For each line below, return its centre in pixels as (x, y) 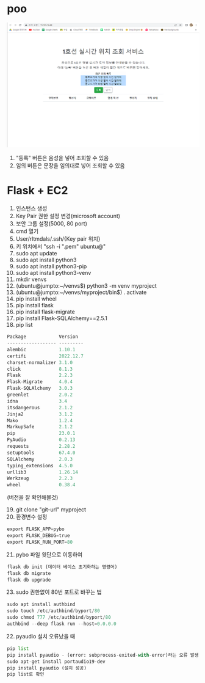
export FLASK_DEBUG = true (38, 536)
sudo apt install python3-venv (53, 273)
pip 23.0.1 (41, 433)
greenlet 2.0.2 (40, 395)
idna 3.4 (37, 401)
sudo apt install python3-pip (51, 266)
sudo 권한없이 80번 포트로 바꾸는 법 (59, 592)
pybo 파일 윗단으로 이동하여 (49, 554)
